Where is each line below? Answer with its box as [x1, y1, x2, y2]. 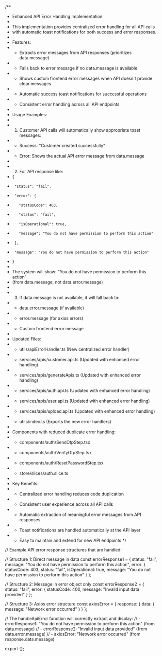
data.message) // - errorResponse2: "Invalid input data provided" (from [5, 626, 147, 632]
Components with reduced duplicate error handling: [12, 429, 116, 435]
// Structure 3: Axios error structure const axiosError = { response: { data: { [5, 601, 155, 607]
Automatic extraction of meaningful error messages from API [19, 512, 142, 517]
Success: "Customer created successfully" [19, 143, 106, 148]
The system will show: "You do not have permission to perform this [12, 269, 146, 274]
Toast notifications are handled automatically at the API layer [19, 527, 141, 533]
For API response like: [19, 169, 63, 174]
